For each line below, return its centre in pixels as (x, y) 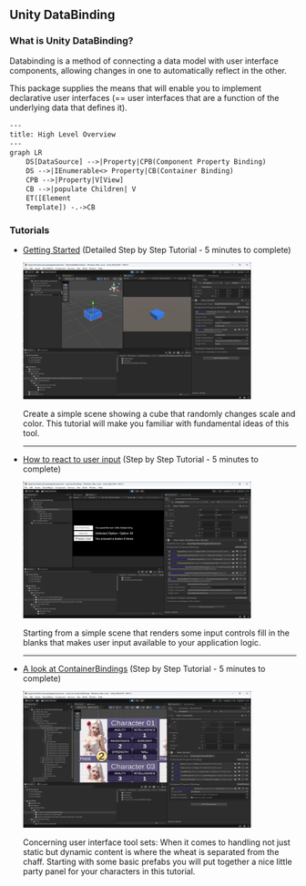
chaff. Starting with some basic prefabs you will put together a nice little (158, 861)
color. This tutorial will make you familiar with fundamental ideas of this (156, 423)
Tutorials (30, 229)
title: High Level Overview (63, 134)
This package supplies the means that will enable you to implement (136, 88)
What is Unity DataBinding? (71, 41)
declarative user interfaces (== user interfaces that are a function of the (144, 97)
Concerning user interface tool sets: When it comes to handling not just (157, 842)
